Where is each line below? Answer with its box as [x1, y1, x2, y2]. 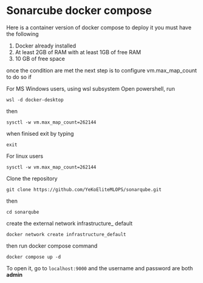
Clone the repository [6, 175, 58, 182]
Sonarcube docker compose [6, 4, 152, 18]
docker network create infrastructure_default [6, 231, 126, 237]
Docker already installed [15, 42, 77, 49]
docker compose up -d [6, 254, 61, 260]
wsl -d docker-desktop [6, 97, 64, 103]
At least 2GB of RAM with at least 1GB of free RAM [15, 48, 142, 55]
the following [6, 30, 39, 37]
